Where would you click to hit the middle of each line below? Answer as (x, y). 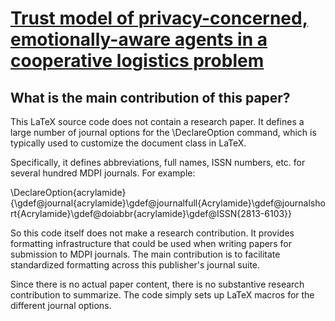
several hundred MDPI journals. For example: (103, 173)
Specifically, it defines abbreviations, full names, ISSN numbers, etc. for (158, 162)
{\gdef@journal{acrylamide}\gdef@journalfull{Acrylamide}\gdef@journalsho (168, 203)
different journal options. (61, 305)
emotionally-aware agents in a (139, 39)
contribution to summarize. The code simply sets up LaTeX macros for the (162, 295)
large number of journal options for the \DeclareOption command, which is (163, 132)
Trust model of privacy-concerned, (159, 18)
